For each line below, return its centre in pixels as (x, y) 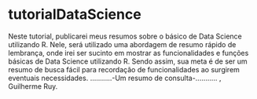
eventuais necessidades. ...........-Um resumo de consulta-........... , (115, 78)
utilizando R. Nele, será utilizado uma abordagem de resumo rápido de (122, 44)
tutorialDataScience (75, 15)
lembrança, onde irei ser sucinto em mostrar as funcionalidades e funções (128, 53)
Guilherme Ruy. (33, 86)
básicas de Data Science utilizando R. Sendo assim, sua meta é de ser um (128, 61)
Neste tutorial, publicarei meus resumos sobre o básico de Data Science (125, 36)
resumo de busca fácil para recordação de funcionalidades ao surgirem (124, 69)
